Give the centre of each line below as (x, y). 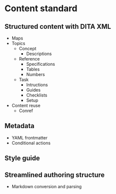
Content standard (41, 9)
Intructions (37, 85)
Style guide (22, 158)
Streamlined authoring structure (55, 175)
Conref (26, 111)
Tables (33, 69)
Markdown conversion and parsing (47, 187)
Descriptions (39, 54)
